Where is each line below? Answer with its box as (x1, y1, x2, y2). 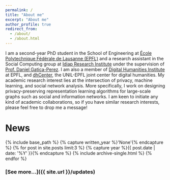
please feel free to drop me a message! (5, 104, 88, 110)
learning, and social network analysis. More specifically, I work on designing (5, 82, 165, 88)
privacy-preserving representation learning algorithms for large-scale (5, 88, 151, 94)
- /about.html (10, 36, 40, 41)
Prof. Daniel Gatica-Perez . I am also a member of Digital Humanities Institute (5, 66, 165, 72)
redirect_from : (5, 27, 38, 32)
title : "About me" (5, 12, 44, 17)
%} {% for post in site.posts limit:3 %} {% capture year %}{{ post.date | (5, 144, 155, 151)
